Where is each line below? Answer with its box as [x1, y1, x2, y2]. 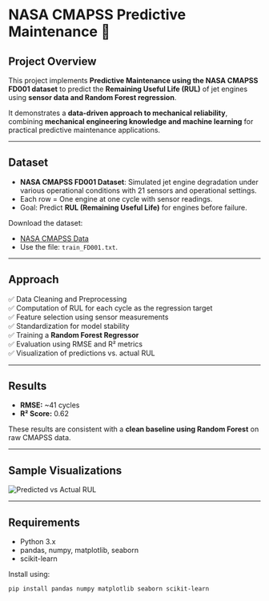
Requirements [8, 515, 80, 529]
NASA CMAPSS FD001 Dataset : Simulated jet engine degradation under [19, 177, 259, 186]
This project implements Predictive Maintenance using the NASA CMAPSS [8, 76, 259, 85]
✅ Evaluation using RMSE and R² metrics [8, 339, 143, 349]
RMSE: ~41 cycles [19, 400, 80, 410]
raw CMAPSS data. [8, 433, 71, 443]
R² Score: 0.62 [19, 409, 70, 419]
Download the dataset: [8, 218, 83, 227]
